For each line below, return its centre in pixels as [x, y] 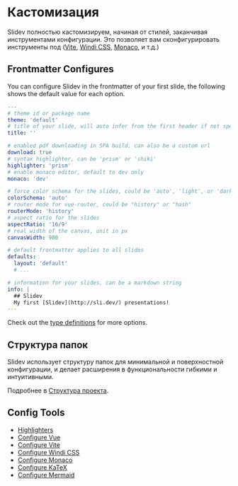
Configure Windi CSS [49, 452]
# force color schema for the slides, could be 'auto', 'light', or [110, 192]
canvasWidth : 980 [33, 238]
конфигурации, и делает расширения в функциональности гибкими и [112, 369]
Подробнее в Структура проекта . [58, 390]
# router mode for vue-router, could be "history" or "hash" [100, 205]
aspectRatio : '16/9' [38, 224]
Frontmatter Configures [61, 69]
